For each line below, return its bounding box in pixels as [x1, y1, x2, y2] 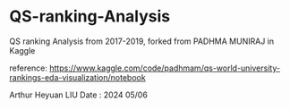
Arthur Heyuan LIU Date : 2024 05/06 [9, 89, 148, 100]
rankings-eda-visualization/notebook [9, 71, 146, 82]
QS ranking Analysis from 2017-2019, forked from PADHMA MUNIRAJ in [9, 36, 275, 46]
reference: [9, 63, 47, 73]
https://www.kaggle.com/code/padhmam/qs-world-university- [48, 63, 280, 73]
